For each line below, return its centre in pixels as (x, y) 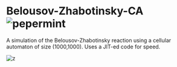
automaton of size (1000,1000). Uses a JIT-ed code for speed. (83, 47)
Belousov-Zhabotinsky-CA (75, 11)
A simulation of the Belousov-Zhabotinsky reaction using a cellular (89, 40)
